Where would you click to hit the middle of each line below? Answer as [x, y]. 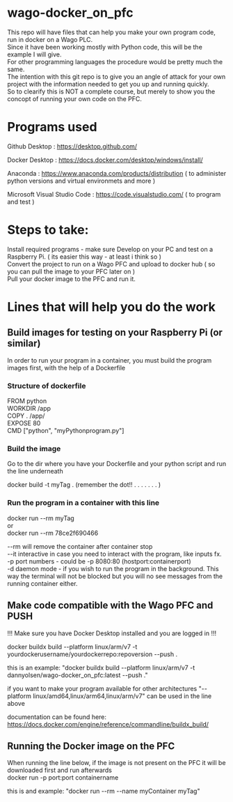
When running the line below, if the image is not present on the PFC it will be [116, 763]
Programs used [52, 127]
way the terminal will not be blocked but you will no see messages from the [115, 576]
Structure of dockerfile [47, 386]
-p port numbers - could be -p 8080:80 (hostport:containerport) [99, 561]
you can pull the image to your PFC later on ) [71, 271]
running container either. [42, 583]
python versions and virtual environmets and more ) [81, 181]
